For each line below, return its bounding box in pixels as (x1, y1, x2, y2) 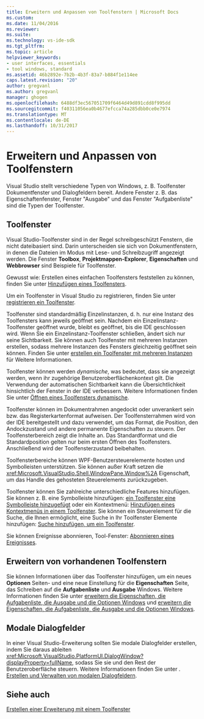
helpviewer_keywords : (6, 54, 62, 61)
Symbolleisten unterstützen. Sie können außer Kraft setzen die (6, 463, 164, 470)
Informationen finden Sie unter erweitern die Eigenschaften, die (6, 592, 166, 600)
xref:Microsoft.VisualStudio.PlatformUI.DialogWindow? (6, 652, 144, 660)
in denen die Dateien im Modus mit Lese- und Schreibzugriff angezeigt (6, 248, 184, 256)
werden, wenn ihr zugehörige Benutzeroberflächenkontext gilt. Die (6, 374, 174, 381)
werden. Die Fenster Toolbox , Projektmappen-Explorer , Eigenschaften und (6, 255, 199, 263)
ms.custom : (6, 15, 34, 21)
